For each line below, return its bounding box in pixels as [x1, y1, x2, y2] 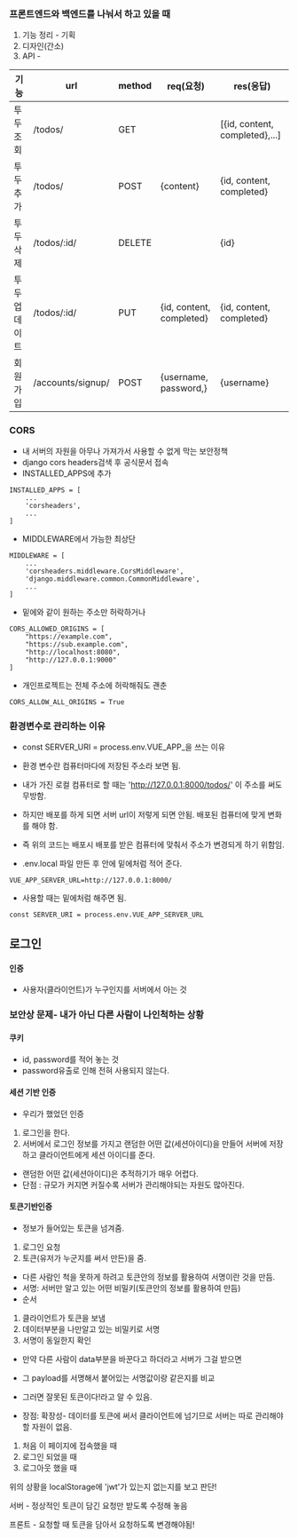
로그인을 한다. [21, 1127, 71, 1138]
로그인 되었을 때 [21, 1452, 77, 1463]
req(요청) [167, 80, 206, 92]
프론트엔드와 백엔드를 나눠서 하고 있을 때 [9, 7, 171, 20]
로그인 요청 [21, 1241, 61, 1253]
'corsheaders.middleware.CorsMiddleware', [25, 567, 184, 575]
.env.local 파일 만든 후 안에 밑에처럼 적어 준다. [21, 858, 183, 868]
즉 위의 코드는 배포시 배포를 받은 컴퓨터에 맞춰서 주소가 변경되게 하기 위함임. [21, 839, 286, 850]
